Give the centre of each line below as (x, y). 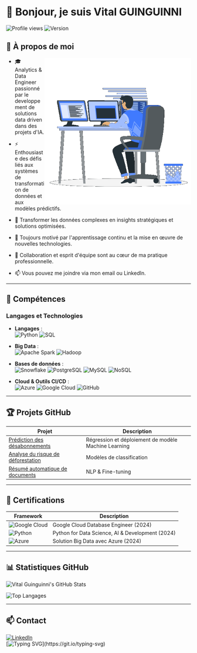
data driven (28, 119)
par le (22, 95)
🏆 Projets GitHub (39, 413)
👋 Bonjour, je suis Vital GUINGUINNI (94, 12)
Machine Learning (108, 446)
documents (22, 474)
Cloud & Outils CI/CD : (42, 382)
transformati (29, 183)
